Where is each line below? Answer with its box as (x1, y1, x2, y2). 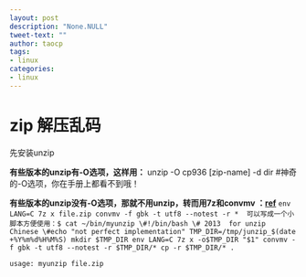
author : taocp (9, 38, 64, 48)
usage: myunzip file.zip (9, 259, 104, 268)
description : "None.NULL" (9, 22, 108, 31)
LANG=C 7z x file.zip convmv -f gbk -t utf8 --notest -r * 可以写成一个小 (9, 209, 295, 218)
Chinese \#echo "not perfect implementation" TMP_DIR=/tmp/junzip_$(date (9, 227, 297, 236)
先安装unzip (9, 147, 55, 158)
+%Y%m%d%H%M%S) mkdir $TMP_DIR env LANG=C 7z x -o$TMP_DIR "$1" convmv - (9, 235, 297, 244)
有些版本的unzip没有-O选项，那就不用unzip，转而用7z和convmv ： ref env (9, 197, 291, 208)
